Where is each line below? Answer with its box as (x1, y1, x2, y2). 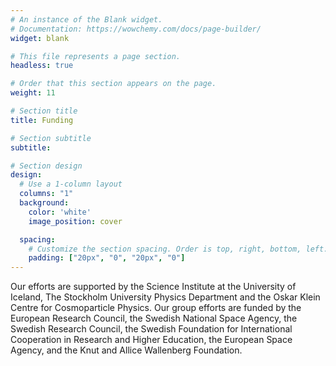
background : (19, 198, 70, 208)
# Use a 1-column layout (19, 179, 123, 190)
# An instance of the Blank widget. (10, 14, 163, 25)
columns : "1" (19, 189, 74, 199)
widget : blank (10, 33, 70, 43)
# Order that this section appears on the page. (10, 79, 217, 89)
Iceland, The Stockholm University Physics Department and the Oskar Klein (10, 291, 321, 303)
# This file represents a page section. (10, 51, 182, 61)
